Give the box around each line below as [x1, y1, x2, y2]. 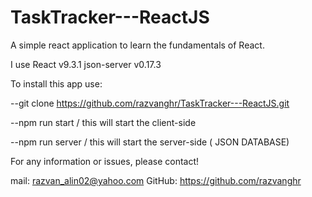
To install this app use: [10, 77, 103, 90]
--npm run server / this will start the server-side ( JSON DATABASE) [10, 136, 290, 148]
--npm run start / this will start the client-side [10, 116, 197, 128]
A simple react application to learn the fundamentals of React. [10, 39, 265, 51]
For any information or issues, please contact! [10, 155, 200, 167]
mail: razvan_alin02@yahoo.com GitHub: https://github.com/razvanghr [10, 174, 302, 186]
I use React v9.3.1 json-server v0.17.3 [10, 58, 162, 70]
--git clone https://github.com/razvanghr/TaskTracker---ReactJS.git [10, 97, 290, 109]
